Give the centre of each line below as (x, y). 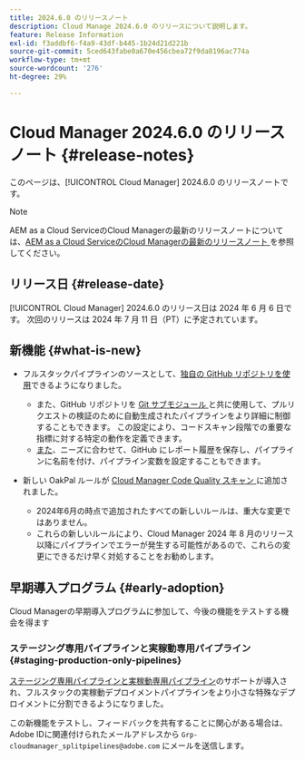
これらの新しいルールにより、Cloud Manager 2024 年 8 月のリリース (165, 534)
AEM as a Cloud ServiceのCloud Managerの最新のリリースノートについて (147, 230)
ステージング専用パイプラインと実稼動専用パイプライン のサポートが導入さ (148, 681)
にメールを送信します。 (206, 745)
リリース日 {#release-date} (87, 284)
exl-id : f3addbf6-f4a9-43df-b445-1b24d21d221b (99, 43)
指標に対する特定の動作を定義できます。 (112, 438)
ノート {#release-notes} (102, 155)
